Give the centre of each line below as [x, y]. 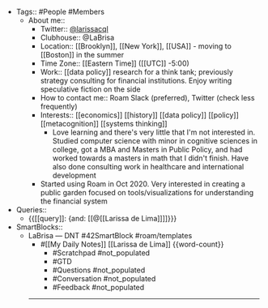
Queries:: [31, 210]
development [74, 175]
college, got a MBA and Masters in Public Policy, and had [147, 150]
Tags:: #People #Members [60, 12]
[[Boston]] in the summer [82, 55]
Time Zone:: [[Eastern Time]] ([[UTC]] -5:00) [115, 63]
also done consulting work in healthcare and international [148, 167]
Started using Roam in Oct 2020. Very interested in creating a [143, 184]
